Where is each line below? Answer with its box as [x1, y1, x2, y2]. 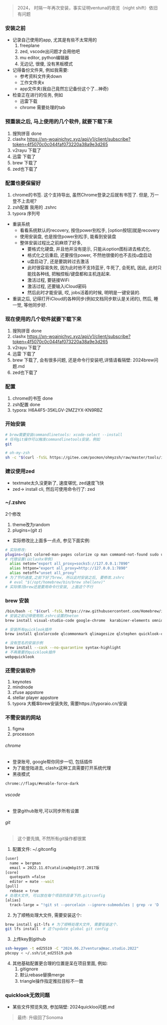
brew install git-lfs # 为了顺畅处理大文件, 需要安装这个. [5, 922, 119, 927]
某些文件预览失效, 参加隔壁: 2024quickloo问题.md [12, 1004, 115, 1010]
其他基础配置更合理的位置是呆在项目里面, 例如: [12, 960, 108, 966]
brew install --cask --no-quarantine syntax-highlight [5, 645, 121, 650]
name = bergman [9, 861, 41, 866]
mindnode [12, 684, 33, 690]
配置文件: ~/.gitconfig [12, 846, 56, 852]
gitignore [19, 966, 38, 972]
